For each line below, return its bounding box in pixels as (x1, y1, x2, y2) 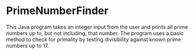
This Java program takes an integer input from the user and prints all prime (6, 23, 189, 30)
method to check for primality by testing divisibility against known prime (6, 36, 182, 43)
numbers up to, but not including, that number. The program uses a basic (6, 29, 184, 36)
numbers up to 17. (6, 42, 49, 49)
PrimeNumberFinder (6, 4, 109, 18)
